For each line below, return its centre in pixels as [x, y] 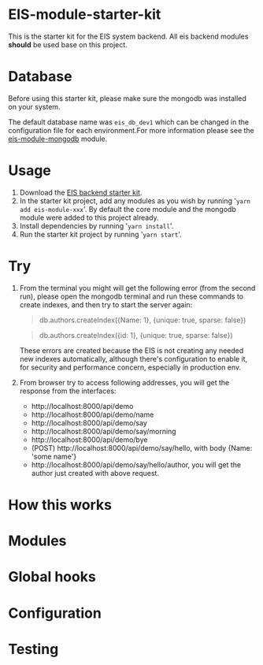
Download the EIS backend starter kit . [81, 192]
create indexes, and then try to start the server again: [106, 304]
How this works [60, 505]
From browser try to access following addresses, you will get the [124, 382]
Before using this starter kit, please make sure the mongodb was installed [127, 98]
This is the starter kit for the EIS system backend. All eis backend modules [128, 36]
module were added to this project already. [89, 217]
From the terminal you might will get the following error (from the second [137, 288]
